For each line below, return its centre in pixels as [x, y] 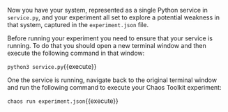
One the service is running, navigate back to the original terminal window [112, 80]
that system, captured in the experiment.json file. [78, 25]
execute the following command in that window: [76, 53]
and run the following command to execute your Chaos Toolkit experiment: [114, 87]
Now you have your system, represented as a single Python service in [107, 10]
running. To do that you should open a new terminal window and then [107, 46]
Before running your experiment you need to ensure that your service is [110, 38]
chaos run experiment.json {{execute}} [63, 101]
